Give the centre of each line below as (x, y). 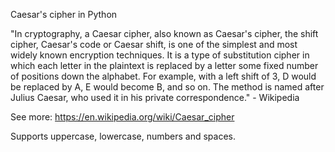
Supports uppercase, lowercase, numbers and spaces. (123, 136)
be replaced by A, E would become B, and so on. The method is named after (167, 87)
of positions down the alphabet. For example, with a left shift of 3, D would (163, 76)
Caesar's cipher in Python (64, 14)
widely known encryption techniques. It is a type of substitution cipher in (160, 55)
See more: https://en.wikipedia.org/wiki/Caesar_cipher (122, 117)
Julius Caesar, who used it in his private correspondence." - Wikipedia (155, 97)
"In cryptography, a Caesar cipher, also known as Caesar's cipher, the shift (164, 33)
